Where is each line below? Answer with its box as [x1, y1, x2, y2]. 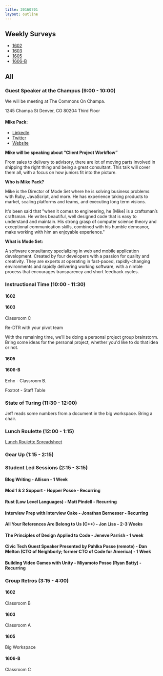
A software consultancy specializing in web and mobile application [5, 248, 139, 254]
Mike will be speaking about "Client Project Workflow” [5, 150, 118, 155]
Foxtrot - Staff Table [5, 387, 45, 393]
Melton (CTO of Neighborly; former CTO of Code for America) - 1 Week [5, 548, 151, 555]
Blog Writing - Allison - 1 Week [5, 476, 68, 482]
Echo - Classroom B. [5, 377, 46, 384]
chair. [5, 416, 16, 422]
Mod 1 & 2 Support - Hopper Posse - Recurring [5, 487, 101, 494]
